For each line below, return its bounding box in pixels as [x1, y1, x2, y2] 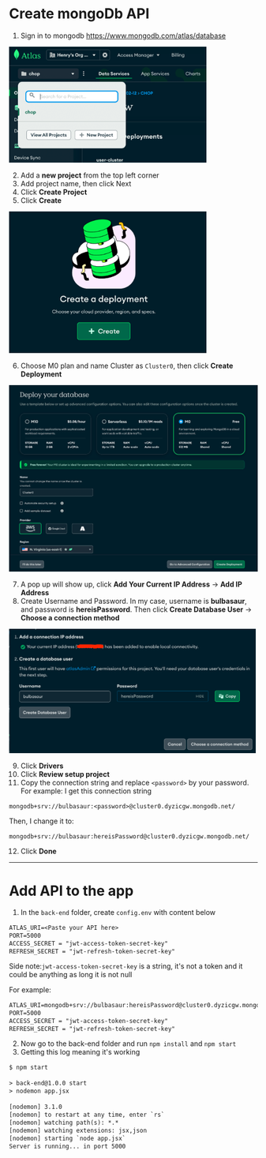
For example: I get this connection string [20, 786, 152, 796]
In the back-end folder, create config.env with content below [20, 908, 216, 917]
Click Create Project [20, 187, 88, 197]
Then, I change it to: [9, 816, 74, 826]
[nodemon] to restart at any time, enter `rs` [9, 1111, 165, 1119]
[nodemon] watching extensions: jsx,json [9, 1126, 148, 1135]
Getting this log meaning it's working [20, 1047, 140, 1057]
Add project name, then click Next [20, 179, 132, 189]
